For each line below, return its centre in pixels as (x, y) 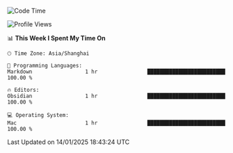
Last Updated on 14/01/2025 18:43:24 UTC (69, 142)
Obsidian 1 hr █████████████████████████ (116, 96)
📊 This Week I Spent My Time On (56, 38)
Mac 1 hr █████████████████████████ (116, 123)
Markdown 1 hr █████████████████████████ (116, 72)
